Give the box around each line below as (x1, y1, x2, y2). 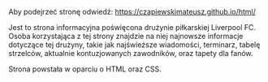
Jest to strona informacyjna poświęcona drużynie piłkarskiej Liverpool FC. (8, 23, 257, 32)
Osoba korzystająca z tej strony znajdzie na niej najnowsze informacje (8, 32, 244, 41)
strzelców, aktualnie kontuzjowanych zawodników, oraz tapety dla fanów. (8, 49, 253, 58)
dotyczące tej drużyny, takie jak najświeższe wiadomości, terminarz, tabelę (8, 40, 261, 50)
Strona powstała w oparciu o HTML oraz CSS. (8, 64, 162, 74)
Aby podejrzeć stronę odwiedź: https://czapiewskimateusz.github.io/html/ (8, 7, 256, 16)
